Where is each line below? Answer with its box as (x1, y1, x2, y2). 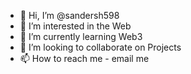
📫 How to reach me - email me (19, 53, 150, 64)
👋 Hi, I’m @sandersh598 (19, 10, 120, 21)
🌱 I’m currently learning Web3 (19, 31, 143, 42)
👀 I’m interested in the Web (19, 20, 132, 32)
